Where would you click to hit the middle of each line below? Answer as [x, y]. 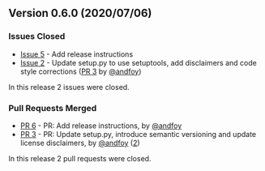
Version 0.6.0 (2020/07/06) [80, 13]
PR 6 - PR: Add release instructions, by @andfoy [101, 126]
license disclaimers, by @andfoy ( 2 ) [80, 143]
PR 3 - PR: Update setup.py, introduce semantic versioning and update [138, 134]
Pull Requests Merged [53, 108]
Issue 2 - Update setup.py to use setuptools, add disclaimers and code [138, 62]
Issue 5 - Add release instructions [77, 54]
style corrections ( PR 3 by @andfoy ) [81, 71]
